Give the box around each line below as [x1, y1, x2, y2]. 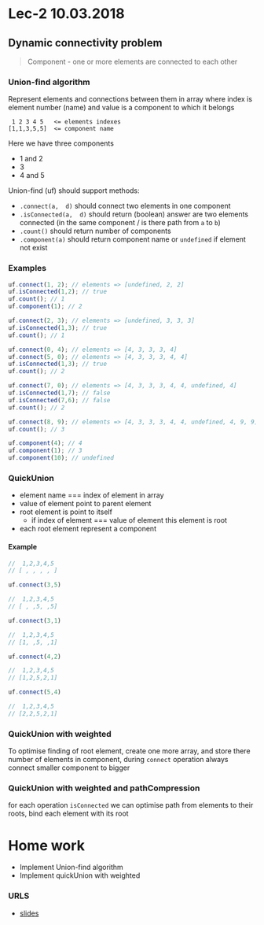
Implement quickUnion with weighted [19, 871, 141, 880]
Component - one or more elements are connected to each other [27, 57, 238, 66]
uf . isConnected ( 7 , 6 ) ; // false [8, 396, 111, 404]
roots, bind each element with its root [8, 808, 129, 819]
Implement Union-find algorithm [19, 863, 123, 872]
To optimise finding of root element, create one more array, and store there [8, 746, 251, 756]
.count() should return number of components [19, 226, 171, 236]
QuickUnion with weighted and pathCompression [8, 783, 200, 794]
